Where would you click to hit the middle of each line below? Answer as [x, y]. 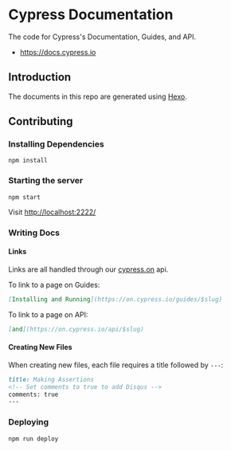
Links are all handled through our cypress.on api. [88, 269]
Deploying [29, 422]
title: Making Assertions [51, 379]
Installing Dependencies [57, 144]
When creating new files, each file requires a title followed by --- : [116, 365]
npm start [25, 197]
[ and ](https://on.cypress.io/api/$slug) [76, 329]
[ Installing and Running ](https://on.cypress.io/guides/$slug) [115, 299]
